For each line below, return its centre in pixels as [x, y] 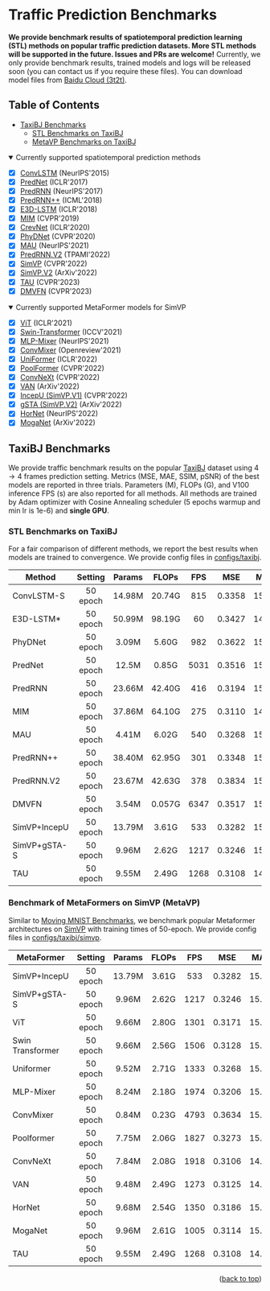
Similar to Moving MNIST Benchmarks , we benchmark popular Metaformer [132, 920]
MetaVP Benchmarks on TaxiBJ [84, 142]
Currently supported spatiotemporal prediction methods [108, 157]
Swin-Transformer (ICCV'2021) [71, 332]
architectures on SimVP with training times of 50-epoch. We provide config [133, 929]
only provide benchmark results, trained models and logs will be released [129, 63]
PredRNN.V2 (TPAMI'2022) [65, 254]
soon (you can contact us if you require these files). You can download [125, 71]
